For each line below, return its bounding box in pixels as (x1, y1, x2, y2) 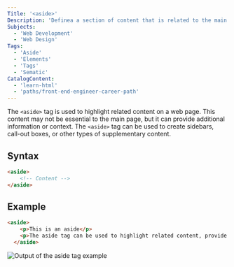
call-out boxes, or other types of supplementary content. (7, 130, 172, 138)
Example (7, 201, 46, 212)
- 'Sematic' (13, 68, 49, 75)
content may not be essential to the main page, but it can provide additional (7, 115, 226, 123)
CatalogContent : (7, 75, 55, 82)
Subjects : (7, 23, 36, 30)
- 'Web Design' (13, 36, 58, 43)
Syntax (7, 150, 39, 161)
